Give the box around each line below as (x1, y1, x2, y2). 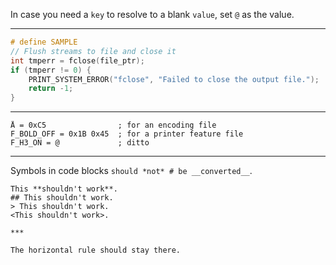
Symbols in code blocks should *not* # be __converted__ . (10, 165, 253, 177)
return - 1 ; (28, 84, 74, 94)
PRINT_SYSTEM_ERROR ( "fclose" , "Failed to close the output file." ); (28, 74, 320, 84)
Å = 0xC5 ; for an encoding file (10, 120, 217, 131)
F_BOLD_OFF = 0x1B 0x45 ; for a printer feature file (10, 129, 244, 139)
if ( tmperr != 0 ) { (10, 65, 92, 75)
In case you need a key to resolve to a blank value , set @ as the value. (10, 9, 295, 20)
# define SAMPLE (10, 37, 78, 47)
